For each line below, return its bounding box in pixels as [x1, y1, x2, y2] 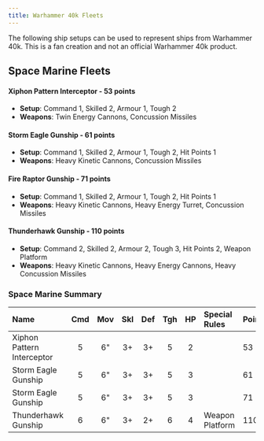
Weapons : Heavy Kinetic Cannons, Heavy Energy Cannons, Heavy [19, 261, 236, 270]
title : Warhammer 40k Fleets [8, 11, 104, 20]
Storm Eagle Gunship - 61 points [8, 130, 115, 139]
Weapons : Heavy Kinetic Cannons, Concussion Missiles [19, 156, 202, 165]
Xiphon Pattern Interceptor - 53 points [8, 86, 136, 95]
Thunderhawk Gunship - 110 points [8, 226, 125, 236]
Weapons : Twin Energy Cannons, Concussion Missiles [19, 112, 197, 122]
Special [203, 309, 233, 320]
